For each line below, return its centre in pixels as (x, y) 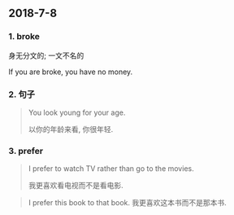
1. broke (24, 37)
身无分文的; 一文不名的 (46, 55)
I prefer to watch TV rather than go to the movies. (111, 169)
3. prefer (26, 151)
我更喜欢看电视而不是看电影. (76, 186)
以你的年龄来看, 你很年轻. (71, 129)
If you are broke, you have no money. (71, 72)
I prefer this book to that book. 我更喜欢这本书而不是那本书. (128, 203)
